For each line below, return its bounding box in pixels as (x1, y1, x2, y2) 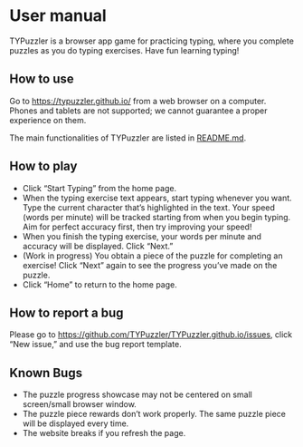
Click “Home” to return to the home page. (22, 278, 178, 290)
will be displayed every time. (22, 418, 129, 429)
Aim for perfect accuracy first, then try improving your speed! (22, 221, 252, 232)
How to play (9, 159, 78, 174)
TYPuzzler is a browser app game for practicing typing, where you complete (9, 35, 294, 46)
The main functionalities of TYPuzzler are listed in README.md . (9, 132, 247, 143)
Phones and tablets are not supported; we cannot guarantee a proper (9, 105, 269, 116)
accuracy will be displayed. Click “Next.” (22, 240, 174, 251)
